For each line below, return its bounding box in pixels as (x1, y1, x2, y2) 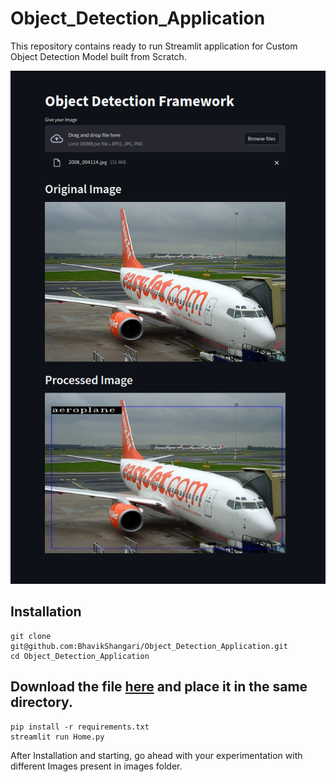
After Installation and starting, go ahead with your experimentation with (10, 749, 303, 761)
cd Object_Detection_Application (10, 651, 150, 661)
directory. (10, 694, 73, 711)
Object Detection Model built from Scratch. (10, 50, 187, 62)
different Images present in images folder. (10, 760, 183, 772)
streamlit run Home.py (10, 732, 105, 742)
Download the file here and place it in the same (10, 678, 308, 696)
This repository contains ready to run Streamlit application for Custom (10, 40, 298, 52)
